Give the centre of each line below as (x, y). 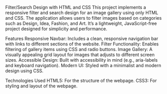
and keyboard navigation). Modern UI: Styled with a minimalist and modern (83, 65)
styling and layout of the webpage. (41, 86)
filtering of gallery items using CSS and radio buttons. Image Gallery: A (79, 49)
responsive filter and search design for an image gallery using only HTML (82, 13)
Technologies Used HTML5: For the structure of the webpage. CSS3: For (81, 81)
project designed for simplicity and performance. (56, 29)
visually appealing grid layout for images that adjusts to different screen (80, 55)
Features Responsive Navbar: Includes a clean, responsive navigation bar (82, 38)
